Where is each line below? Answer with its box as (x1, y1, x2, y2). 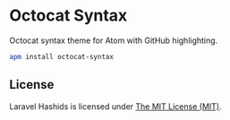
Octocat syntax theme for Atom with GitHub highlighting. (9, 35, 218, 46)
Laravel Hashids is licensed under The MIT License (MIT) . (9, 100, 222, 112)
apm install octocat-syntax (9, 52, 115, 61)
